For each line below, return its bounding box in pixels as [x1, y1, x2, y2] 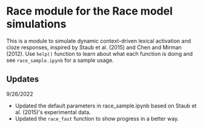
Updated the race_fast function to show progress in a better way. [15, 115, 179, 122]
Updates [6, 74, 39, 84]
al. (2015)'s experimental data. [15, 108, 91, 116]
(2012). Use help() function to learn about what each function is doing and [6, 50, 193, 57]
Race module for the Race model [6, 4, 173, 18]
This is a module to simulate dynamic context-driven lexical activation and [6, 37, 191, 44]
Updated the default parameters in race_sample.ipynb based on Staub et [15, 102, 197, 109]
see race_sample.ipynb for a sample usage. [6, 56, 114, 64]
